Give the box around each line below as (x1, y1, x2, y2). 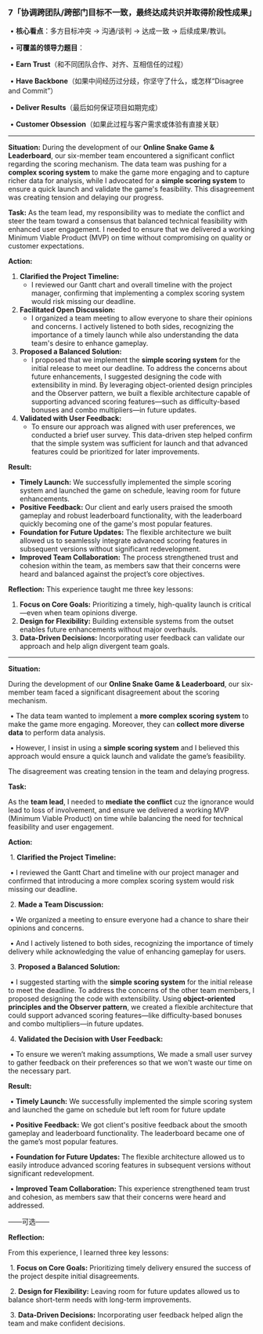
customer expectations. (8, 241, 85, 251)
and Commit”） (8, 86, 57, 96)
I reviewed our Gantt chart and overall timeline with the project (31, 280, 232, 290)
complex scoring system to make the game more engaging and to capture (8, 167, 250, 178)
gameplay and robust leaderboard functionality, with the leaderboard (19, 511, 243, 520)
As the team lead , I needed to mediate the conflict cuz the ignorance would (8, 797, 254, 807)
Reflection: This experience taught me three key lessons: (8, 585, 193, 594)
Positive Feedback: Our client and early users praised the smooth (19, 503, 233, 512)
